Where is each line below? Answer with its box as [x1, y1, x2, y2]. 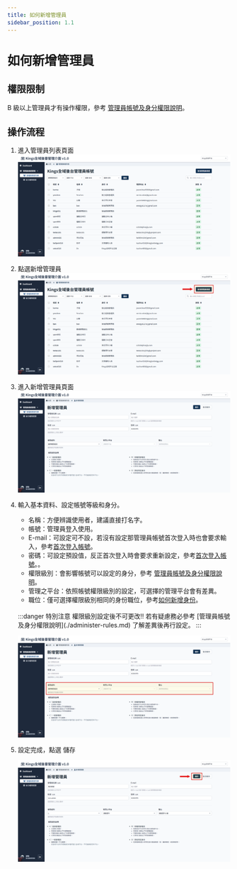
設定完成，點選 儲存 [17, 745, 76, 754]
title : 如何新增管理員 [7, 11, 67, 18]
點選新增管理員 [17, 264, 62, 273]
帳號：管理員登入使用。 [28, 525, 97, 533]
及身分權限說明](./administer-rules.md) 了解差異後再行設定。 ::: [17, 621, 202, 630]
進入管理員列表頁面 [17, 146, 74, 155]
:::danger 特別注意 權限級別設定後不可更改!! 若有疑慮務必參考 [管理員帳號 [17, 612, 231, 621]
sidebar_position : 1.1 [7, 18, 74, 26]
